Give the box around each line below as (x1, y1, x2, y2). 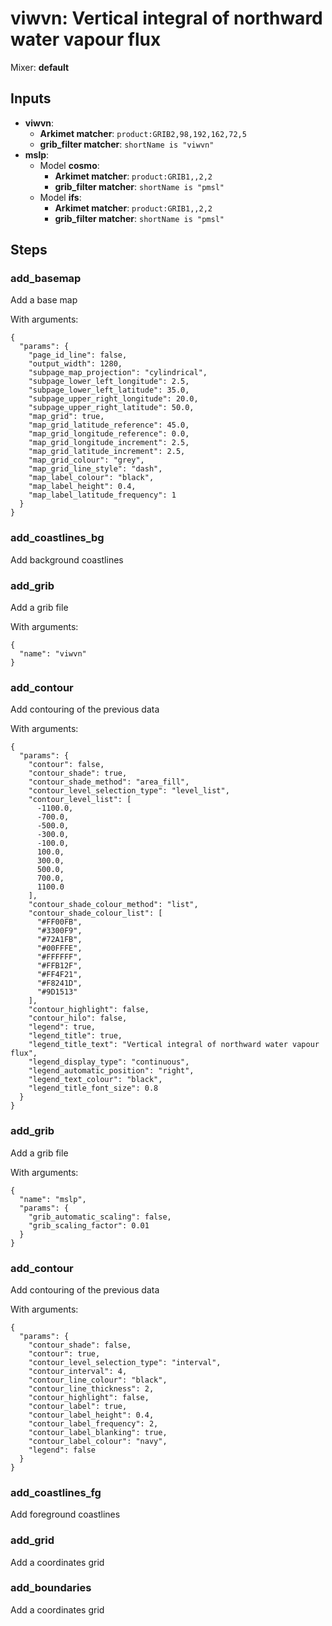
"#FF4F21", (36, 970, 83, 980)
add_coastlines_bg (10, 531, 105, 545)
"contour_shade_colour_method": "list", (28, 900, 199, 910)
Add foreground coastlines (10, 1508, 121, 1521)
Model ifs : (39, 191, 82, 203)
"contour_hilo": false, (28, 1013, 128, 1024)
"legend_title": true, (28, 1031, 123, 1041)
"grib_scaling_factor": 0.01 (28, 1220, 150, 1231)
